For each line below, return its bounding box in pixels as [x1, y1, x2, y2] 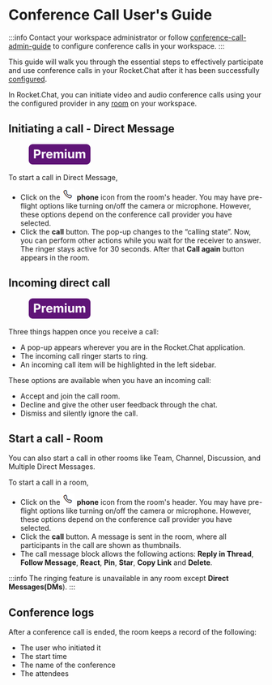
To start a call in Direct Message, [8, 172, 118, 182]
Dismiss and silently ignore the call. [19, 408, 138, 418]
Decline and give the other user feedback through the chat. [19, 399, 219, 409]
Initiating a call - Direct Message [8, 122, 175, 136]
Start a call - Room [8, 432, 104, 446]
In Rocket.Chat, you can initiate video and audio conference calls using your [8, 89, 261, 99]
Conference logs [8, 605, 95, 619]
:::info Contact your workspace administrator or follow [8, 32, 189, 42]
